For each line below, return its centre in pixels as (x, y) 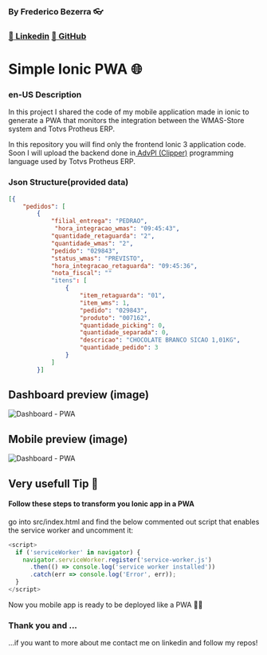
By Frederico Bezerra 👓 (56, 11)
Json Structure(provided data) (69, 182)
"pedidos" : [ (44, 206)
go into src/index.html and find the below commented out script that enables (134, 521)
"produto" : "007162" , (115, 318)
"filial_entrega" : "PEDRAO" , (99, 222)
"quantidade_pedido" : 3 (119, 348)
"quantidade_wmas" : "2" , (92, 243)
